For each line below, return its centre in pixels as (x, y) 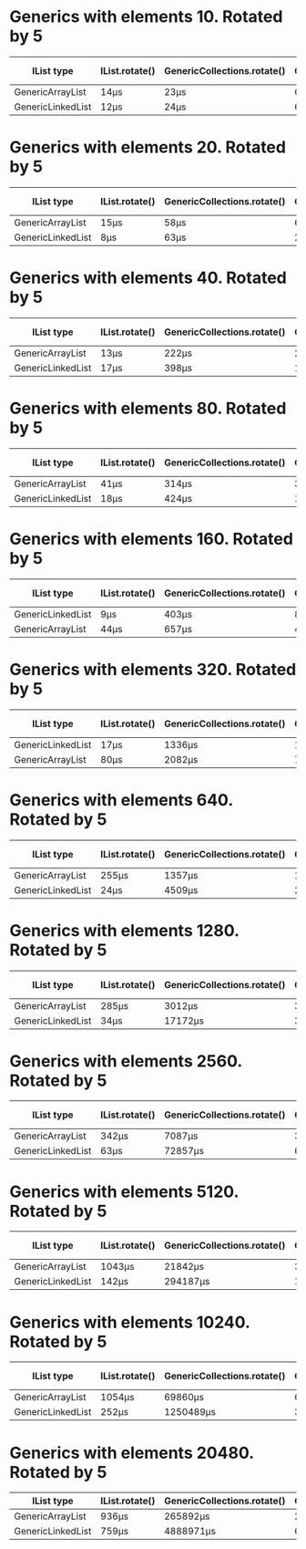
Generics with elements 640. (122, 800)
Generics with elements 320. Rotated (153, 669)
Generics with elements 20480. (132, 1453)
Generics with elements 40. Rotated (148, 278)
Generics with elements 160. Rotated (152, 539)
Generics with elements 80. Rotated (148, 409)
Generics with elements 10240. (130, 1322)
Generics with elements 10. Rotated (146, 17)
